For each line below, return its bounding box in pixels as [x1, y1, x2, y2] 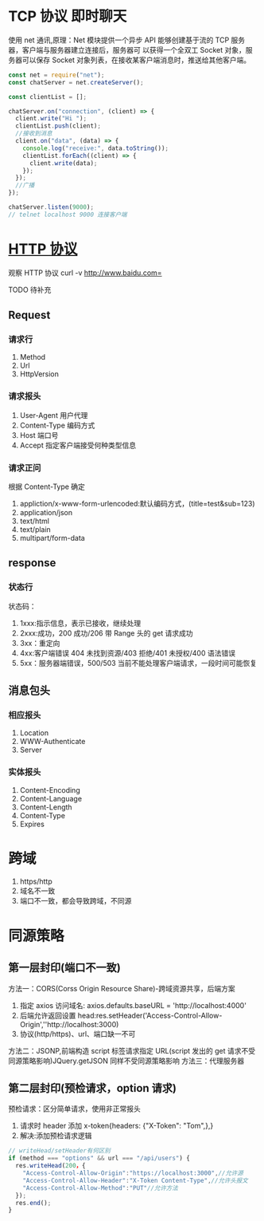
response [8, 556, 56, 570]
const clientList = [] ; [8, 93, 87, 100]
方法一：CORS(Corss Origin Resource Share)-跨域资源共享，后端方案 [8, 983, 236, 993]
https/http [19, 876, 53, 886]
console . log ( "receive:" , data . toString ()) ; [22, 144, 169, 152]
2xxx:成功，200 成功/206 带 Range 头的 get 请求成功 [19, 628, 193, 638]
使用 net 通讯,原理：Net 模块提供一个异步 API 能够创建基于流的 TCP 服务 [8, 35, 246, 45]
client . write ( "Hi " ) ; [15, 115, 87, 123]
